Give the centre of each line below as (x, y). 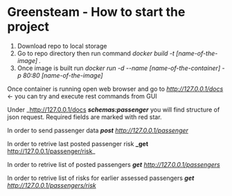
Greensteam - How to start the (96, 12)
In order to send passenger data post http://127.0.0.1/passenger (98, 130)
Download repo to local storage (62, 46)
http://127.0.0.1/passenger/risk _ (51, 151)
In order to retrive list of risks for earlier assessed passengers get (101, 178)
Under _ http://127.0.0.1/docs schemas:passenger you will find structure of (114, 109)
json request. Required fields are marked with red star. (84, 117)
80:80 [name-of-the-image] (63, 75)
